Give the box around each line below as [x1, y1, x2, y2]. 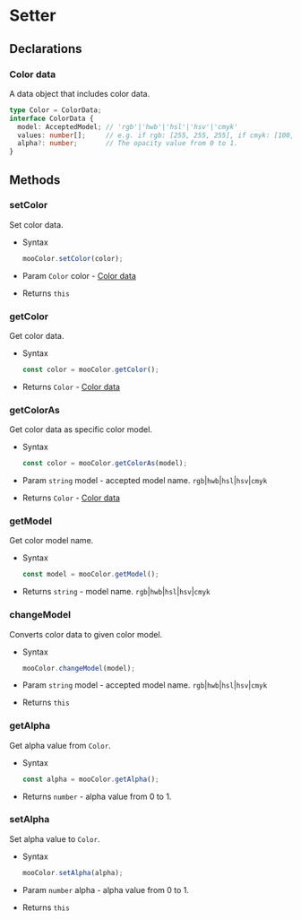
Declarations [9, 41, 82, 56]
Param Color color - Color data [21, 270, 136, 281]
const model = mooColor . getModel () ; [21, 570, 159, 579]
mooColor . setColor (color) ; [21, 254, 124, 263]
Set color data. [9, 219, 64, 230]
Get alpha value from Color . [9, 740, 112, 751]
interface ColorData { [9, 114, 94, 123]
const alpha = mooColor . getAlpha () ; [21, 775, 159, 784]
